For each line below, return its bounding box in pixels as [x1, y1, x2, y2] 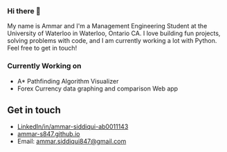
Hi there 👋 [7, 6, 42, 16]
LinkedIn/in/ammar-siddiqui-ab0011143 [17, 122, 129, 131]
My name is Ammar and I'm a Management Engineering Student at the [7, 22, 208, 30]
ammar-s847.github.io [17, 130, 81, 138]
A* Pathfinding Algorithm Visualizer [17, 77, 119, 85]
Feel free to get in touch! [7, 44, 78, 53]
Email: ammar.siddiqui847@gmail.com [17, 137, 127, 146]
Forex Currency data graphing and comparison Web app [17, 84, 179, 93]
